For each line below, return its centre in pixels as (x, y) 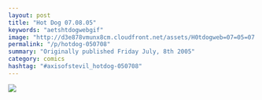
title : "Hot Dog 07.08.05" (52, 23)
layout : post (30, 15)
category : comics (37, 59)
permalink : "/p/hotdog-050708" (59, 45)
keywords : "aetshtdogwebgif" (56, 30)
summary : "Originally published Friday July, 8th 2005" (101, 52)
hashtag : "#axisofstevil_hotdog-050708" (76, 66)
